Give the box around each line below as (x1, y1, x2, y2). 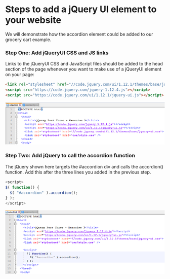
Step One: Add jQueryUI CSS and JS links (5, 49, 109, 56)
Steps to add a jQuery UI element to (5, 4, 157, 15)
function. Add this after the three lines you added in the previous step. (5, 169, 151, 175)
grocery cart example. (5, 37, 52, 43)
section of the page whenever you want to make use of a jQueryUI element (5, 66, 162, 72)
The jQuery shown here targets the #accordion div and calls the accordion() (5, 163, 163, 169)
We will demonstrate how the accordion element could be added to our (5, 31, 153, 37)
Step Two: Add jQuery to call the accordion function (5, 152, 136, 159)
